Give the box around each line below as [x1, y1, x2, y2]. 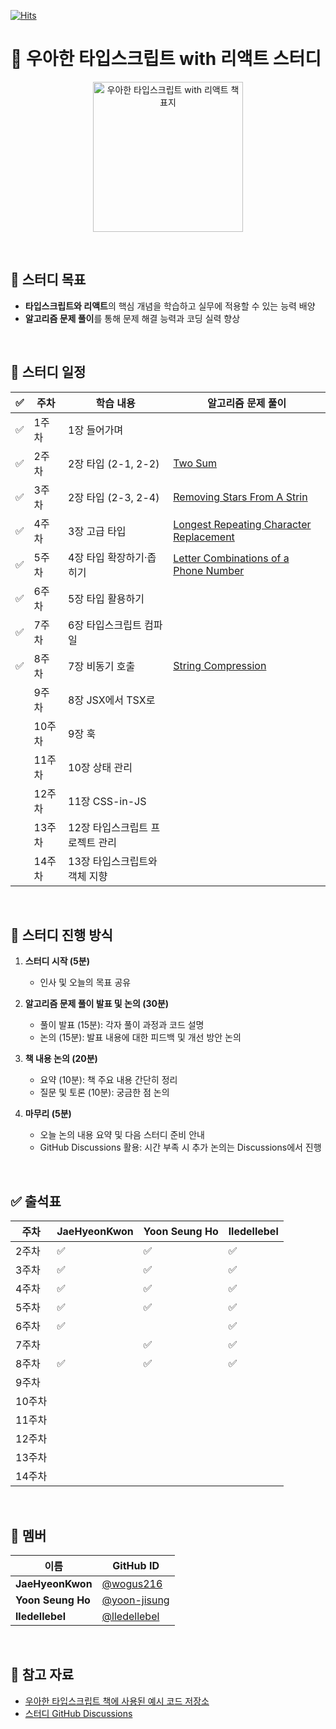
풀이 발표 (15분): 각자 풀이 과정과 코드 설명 [39, 1019, 205, 1031]
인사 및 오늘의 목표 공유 [39, 976, 132, 989]
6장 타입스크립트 [68, 618, 142, 632]
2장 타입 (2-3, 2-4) [68, 490, 160, 504]
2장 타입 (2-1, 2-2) [68, 456, 160, 470]
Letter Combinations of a [173, 551, 290, 565]
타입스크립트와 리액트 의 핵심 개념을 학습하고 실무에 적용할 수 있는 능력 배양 [24, 300, 316, 312]
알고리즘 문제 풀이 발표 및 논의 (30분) [24, 998, 170, 1010]
